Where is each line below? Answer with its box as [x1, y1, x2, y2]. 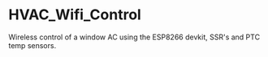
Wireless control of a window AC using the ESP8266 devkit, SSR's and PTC [8, 32, 261, 42]
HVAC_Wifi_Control [8, 6, 142, 24]
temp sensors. [8, 40, 57, 50]
